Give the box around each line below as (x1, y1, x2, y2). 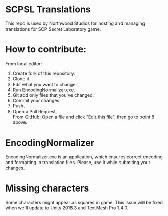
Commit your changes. (12, 97, 61, 103)
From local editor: (5, 60, 42, 67)
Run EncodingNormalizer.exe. (12, 87, 76, 93)
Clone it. (12, 75, 31, 82)
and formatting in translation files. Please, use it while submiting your (5, 159, 151, 165)
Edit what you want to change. (12, 81, 77, 87)
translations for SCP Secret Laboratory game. (5, 25, 101, 32)
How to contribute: (5, 44, 87, 56)
